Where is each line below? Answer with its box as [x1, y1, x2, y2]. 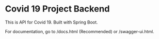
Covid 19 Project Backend [5, 3, 110, 14]
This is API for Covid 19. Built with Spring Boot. [5, 19, 98, 25]
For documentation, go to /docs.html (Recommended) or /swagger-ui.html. [5, 28, 154, 34]
